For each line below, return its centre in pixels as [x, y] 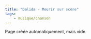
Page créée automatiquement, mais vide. [46, 32]
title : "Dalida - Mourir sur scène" [42, 9]
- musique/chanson [32, 18]
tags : [10, 14]
